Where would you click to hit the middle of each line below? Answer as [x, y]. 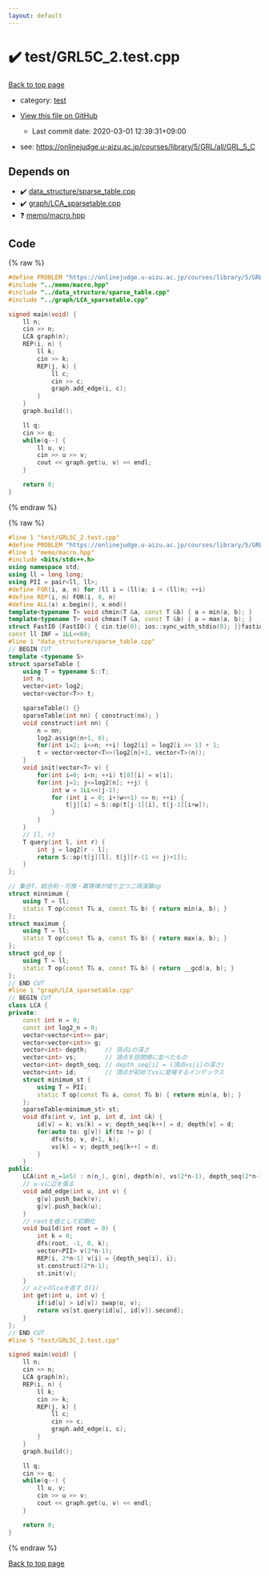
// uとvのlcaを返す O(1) [61, 1288]
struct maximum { [37, 924]
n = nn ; [50, 730]
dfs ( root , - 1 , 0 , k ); [73, 1244]
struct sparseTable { [44, 664]
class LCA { [28, 1005]
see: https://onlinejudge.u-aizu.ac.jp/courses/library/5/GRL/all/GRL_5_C [138, 146]
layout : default [35, 16]
